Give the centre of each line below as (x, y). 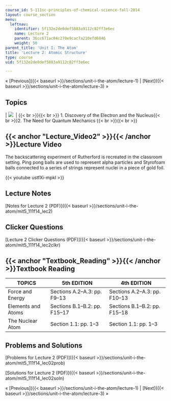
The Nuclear (23, 321)
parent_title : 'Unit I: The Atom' (42, 48)
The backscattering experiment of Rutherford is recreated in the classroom (84, 157)
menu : (11, 19)
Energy (16, 298)
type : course (19, 57)
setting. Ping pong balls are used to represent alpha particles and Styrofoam (85, 162)
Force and (20, 292)
